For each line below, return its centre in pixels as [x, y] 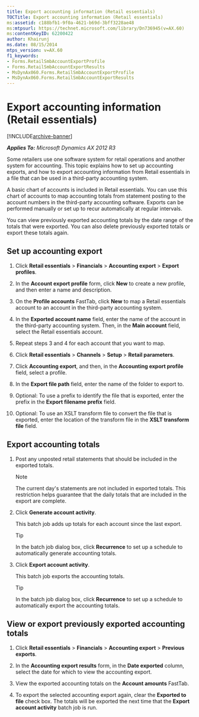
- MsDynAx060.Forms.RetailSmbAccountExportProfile [70, 72]
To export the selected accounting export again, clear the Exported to [101, 694]
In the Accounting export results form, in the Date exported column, [99, 665]
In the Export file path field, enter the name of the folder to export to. [99, 384]
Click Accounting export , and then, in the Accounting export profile [99, 366]
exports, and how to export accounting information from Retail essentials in [98, 172]
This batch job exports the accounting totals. [70, 576]
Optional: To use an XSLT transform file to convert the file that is [94, 413]
